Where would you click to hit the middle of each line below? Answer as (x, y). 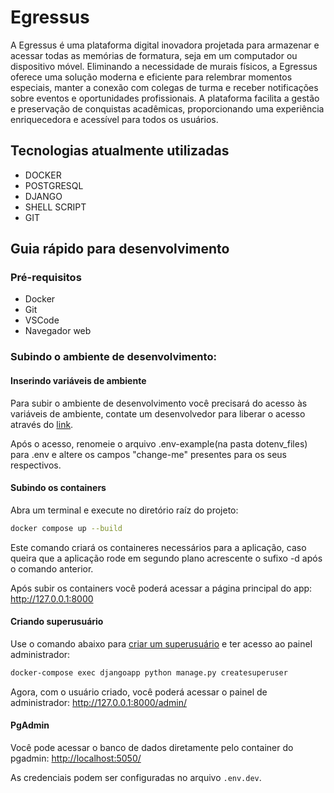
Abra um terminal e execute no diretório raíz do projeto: (124, 510)
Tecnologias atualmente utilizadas (120, 151)
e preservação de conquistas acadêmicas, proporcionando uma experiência (167, 108)
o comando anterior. (52, 568)
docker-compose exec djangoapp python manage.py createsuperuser (149, 672)
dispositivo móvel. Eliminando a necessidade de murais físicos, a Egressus (164, 66)
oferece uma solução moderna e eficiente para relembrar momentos (151, 77)
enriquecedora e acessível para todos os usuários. (114, 119)
